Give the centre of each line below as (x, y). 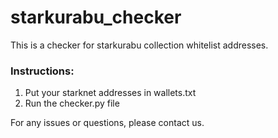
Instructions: (42, 71)
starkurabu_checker (96, 17)
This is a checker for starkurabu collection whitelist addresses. (139, 45)
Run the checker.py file (72, 103)
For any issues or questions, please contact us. (107, 123)
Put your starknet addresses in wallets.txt (110, 93)
